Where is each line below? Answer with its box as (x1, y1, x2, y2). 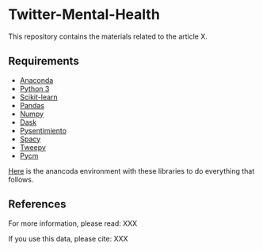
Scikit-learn (19, 92, 58, 102)
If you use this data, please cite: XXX (8, 234, 128, 243)
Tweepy (19, 142, 46, 152)
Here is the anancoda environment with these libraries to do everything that (8, 166, 255, 175)
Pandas (19, 100, 45, 110)
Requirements (8, 54, 79, 68)
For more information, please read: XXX (8, 219, 138, 228)
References (8, 197, 67, 211)
